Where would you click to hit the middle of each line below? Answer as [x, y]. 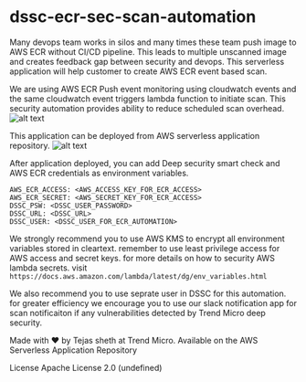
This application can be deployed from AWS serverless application [135, 135]
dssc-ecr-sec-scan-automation [133, 17]
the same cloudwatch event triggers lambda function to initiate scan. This [148, 99]
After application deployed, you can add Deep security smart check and [145, 163]
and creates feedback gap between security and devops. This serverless [147, 61]
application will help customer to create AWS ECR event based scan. [138, 71]
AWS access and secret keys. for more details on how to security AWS [142, 258]
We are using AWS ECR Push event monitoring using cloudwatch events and [153, 89]
